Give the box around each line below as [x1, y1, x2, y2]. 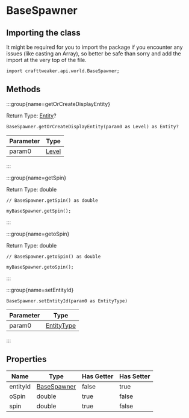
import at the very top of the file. [6, 57, 87, 63]
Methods [6, 84, 41, 95]
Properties [6, 354, 47, 364]
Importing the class [6, 28, 81, 38]
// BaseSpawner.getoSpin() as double [6, 254, 101, 260]
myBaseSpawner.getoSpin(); [6, 264, 74, 270]
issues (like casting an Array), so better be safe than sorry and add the [6, 50, 182, 57]
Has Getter [81, 372, 114, 380]
